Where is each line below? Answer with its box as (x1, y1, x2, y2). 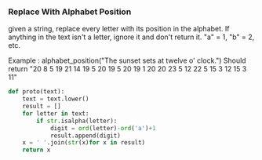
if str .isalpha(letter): (36, 117, 118, 125)
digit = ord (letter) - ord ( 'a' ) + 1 (49, 124, 156, 132)
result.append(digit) (49, 132, 122, 140)
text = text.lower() (22, 95, 89, 104)
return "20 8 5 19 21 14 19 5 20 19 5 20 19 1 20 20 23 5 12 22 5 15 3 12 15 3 (8, 64, 247, 74)
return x (22, 146, 51, 155)
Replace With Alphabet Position (8, 6, 132, 17)
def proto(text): (8, 88, 65, 96)
